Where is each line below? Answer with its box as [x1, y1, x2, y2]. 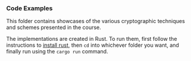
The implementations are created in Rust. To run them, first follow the [6, 36, 178, 43]
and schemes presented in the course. [6, 24, 102, 31]
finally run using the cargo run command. [6, 48, 108, 55]
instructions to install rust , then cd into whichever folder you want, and [6, 41, 180, 49]
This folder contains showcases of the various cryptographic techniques [6, 18, 186, 25]
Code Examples [6, 4, 53, 12]
